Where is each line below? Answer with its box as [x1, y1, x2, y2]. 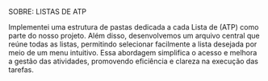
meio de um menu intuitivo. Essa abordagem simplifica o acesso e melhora [8, 48, 258, 57]
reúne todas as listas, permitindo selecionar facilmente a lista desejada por [8, 39, 258, 49]
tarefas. [8, 65, 34, 75]
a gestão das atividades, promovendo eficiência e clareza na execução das [8, 56, 258, 66]
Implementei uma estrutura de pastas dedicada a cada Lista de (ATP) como [8, 22, 259, 31]
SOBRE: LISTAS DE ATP [8, 7, 87, 16]
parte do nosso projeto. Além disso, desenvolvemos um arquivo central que [8, 31, 260, 40]
